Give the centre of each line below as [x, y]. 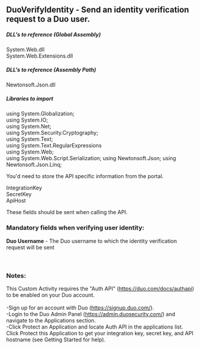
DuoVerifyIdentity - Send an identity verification [98, 10]
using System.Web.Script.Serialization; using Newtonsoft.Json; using [91, 158]
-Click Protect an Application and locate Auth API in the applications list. [95, 327]
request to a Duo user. [48, 19]
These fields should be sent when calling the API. [67, 212]
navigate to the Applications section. [51, 320]
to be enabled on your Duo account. [50, 295]
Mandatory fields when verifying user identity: [75, 228]
